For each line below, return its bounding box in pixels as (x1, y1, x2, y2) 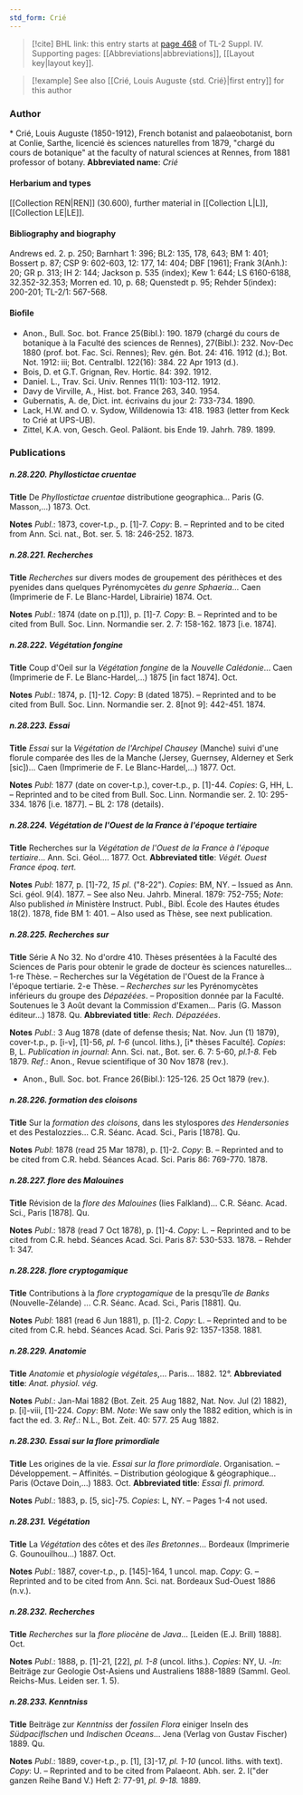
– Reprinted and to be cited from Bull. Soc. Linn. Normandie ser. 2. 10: (9, 790, 269, 800)
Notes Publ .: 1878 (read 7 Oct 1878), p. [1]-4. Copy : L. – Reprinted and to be (9, 1225, 291, 1236)
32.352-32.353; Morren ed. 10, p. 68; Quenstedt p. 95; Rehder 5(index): (9, 277, 277, 288)
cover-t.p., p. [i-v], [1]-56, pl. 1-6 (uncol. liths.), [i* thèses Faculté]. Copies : (9, 1037, 287, 1048)
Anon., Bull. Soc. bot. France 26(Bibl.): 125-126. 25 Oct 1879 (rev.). (22, 1073, 270, 1084)
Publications (9, 446, 66, 459)
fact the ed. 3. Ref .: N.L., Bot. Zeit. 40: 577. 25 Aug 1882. (9, 1415, 220, 1426)
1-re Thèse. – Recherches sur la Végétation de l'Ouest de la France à (9, 971, 265, 982)
